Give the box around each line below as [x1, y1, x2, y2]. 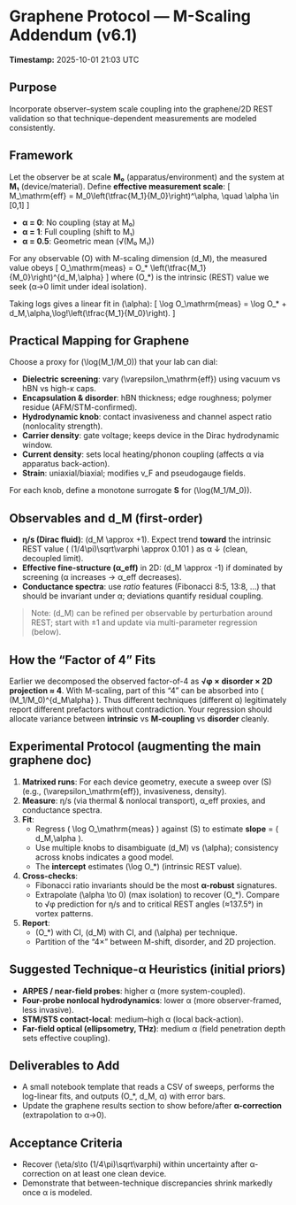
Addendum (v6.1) [9, 25, 138, 45]
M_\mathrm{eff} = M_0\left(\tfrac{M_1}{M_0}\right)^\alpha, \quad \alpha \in [9, 190, 280, 201]
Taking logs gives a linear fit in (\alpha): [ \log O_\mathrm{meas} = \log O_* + [9, 298, 287, 309]
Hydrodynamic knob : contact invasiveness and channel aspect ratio [21, 412, 272, 422]
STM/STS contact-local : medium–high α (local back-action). [21, 1014, 245, 1024]
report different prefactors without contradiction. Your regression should [9, 704, 272, 715]
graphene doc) [9, 753, 93, 768]
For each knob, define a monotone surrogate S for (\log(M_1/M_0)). [9, 485, 253, 496]
